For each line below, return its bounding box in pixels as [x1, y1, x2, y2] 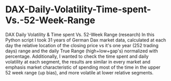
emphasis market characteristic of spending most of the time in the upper [5, 64, 161, 70]
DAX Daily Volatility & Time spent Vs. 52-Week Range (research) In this [5, 31, 155, 37]
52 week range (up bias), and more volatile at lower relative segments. [5, 69, 154, 75]
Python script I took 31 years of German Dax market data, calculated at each [5, 37, 166, 43]
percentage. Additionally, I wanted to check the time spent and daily [5, 53, 149, 59]
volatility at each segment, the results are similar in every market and [5, 58, 151, 65]
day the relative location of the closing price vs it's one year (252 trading [5, 42, 159, 48]
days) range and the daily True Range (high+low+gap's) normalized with [5, 48, 158, 54]
